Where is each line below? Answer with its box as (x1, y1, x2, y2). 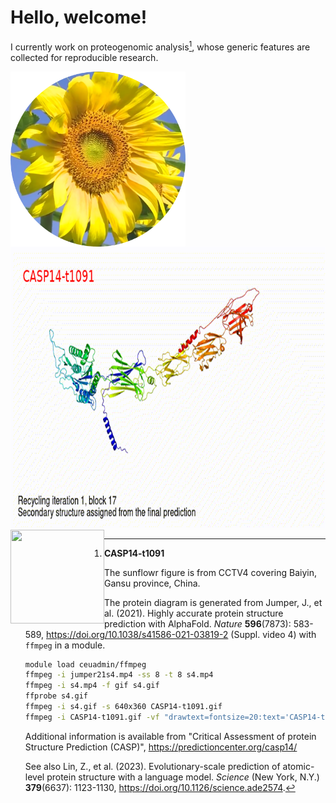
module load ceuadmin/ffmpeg (24, 659, 147, 670)
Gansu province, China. (104, 577, 201, 589)
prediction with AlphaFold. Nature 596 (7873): (104, 617, 292, 630)
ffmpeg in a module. (24, 639, 106, 651)
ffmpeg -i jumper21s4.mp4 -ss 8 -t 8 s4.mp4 (24, 670, 214, 680)
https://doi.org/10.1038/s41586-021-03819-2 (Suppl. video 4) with (46, 628, 317, 640)
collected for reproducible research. (10, 51, 159, 63)
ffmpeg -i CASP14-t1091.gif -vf (24, 712, 160, 722)
